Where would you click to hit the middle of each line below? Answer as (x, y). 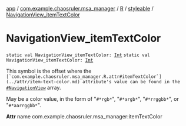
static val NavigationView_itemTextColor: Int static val (78, 55)
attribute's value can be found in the (131, 81)
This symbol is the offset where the (49, 71)
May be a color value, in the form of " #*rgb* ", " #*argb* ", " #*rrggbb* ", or (93, 98)
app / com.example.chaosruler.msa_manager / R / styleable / (80, 8)
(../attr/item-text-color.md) (43, 81)
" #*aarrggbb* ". (24, 105)
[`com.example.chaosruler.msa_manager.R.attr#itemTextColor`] (84, 76)
